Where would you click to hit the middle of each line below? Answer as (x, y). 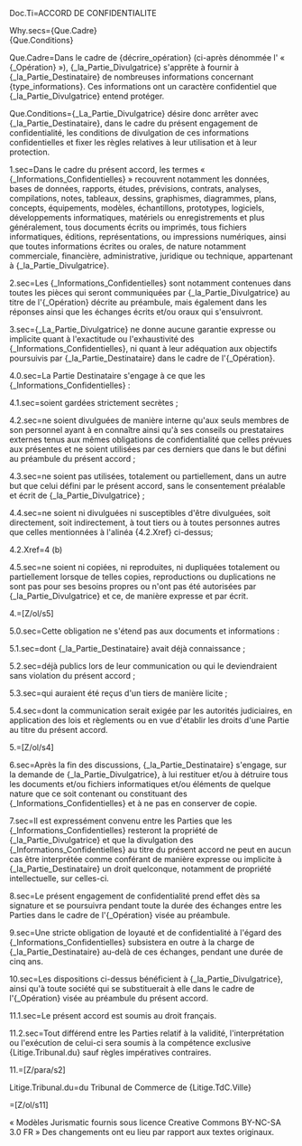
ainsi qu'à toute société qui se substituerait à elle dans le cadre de (132, 988)
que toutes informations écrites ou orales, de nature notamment (128, 246)
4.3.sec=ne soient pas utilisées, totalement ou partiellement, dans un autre (148, 476)
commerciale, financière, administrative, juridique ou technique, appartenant (151, 256)
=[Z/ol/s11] (29, 1105)
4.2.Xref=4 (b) (36, 550)
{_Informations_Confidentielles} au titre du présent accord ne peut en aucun (150, 850)
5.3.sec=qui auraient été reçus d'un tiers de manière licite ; (119, 693)
